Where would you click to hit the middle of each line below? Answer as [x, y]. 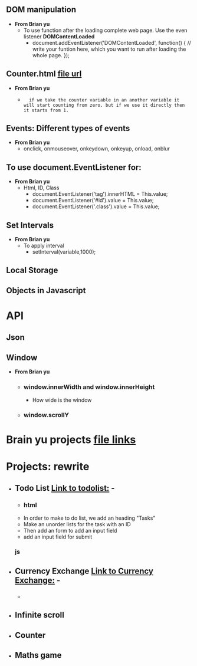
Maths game [38, 655]
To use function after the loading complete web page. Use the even [105, 30]
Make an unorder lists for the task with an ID [77, 524]
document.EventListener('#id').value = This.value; [93, 201]
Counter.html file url [44, 74]
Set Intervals [30, 225]
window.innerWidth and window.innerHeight [89, 387]
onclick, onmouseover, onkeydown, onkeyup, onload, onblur [96, 149]
